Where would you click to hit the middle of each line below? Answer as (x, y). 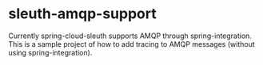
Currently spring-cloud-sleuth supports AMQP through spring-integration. (130, 36)
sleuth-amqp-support (83, 14)
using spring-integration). (50, 52)
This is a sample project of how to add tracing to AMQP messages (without (132, 44)
